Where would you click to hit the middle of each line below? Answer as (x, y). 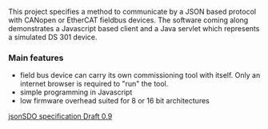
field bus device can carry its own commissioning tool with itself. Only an (140, 75)
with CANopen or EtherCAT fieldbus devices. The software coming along (128, 20)
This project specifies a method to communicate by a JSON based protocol (132, 12)
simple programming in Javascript (76, 92)
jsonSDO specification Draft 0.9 (60, 116)
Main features (36, 58)
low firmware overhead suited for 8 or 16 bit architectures (114, 101)
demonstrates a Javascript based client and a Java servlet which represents (134, 28)
